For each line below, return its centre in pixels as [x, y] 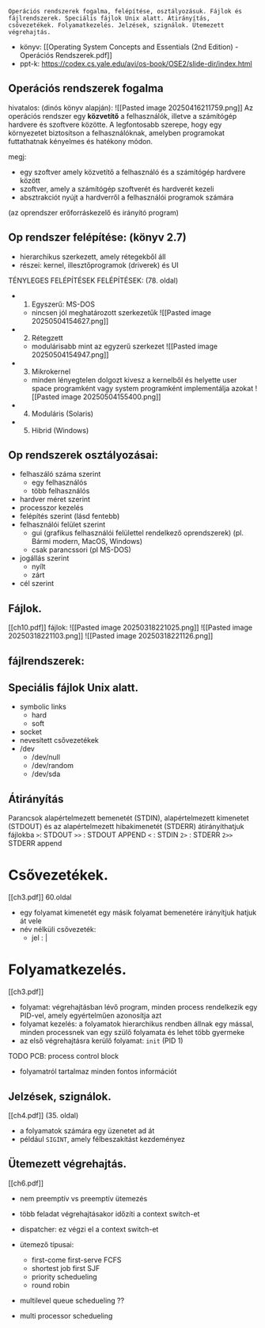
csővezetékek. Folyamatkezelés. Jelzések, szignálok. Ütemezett [116, 25]
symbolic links [43, 707]
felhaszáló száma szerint [60, 474]
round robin [50, 1285]
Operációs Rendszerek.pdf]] [66, 55]
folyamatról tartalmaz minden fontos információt [98, 1071]
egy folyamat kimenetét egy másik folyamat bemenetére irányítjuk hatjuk [138, 913]
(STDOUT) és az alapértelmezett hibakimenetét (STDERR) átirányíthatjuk [126, 827]
